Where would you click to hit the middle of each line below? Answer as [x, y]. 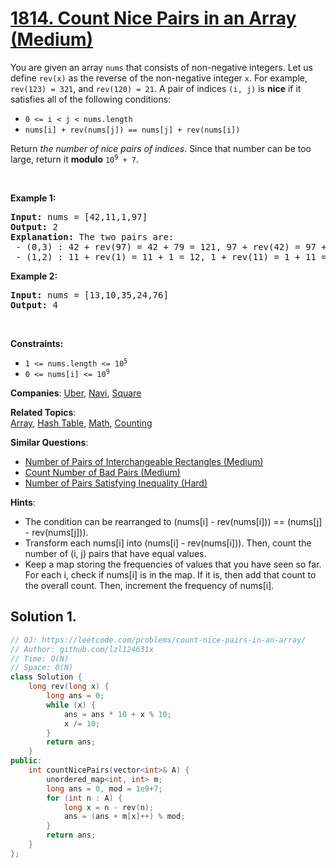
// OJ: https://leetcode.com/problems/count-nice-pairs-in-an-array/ [158, 640]
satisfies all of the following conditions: [91, 99]
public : [26, 761]
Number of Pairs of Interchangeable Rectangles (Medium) [144, 461]
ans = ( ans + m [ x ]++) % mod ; [124, 817]
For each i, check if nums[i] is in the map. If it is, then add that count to [170, 574]
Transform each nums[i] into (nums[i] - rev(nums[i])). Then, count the [168, 543]
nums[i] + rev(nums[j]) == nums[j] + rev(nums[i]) [132, 130]
